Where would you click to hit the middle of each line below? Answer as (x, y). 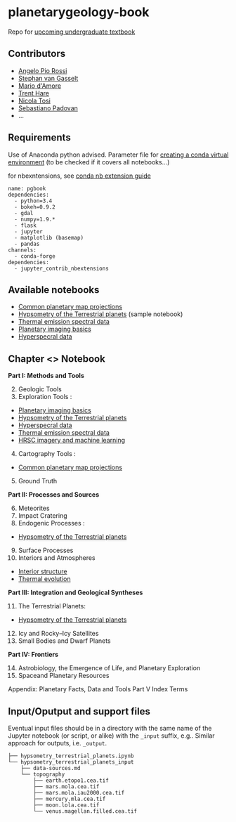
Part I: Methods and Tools (46, 376)
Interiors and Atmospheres (57, 558)
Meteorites (34, 508)
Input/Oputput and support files (79, 711)
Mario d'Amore (40, 86)
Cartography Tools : (47, 454)
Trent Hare (34, 93)
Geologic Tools (40, 389)
